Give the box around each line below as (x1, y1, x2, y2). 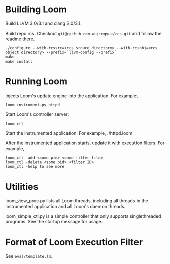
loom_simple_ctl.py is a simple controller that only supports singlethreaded (5, 213, 161, 219)
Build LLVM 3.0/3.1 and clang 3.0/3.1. (5, 20, 82, 26)
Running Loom (5, 76, 67, 87)
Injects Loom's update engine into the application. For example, (5, 93, 138, 99)
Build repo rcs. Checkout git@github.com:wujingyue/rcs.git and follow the (5, 30, 162, 36)
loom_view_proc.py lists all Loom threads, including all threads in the (5, 197, 149, 204)
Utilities (5, 181, 39, 193)
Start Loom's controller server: (5, 111, 70, 118)
